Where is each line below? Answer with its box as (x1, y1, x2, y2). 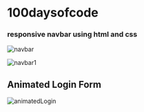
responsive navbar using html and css (7, 30, 138, 39)
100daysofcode (7, 5, 99, 21)
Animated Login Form (7, 78, 102, 91)
